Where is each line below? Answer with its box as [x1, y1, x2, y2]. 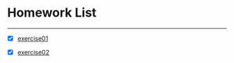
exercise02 [17, 48, 50, 56]
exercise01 [17, 34, 49, 42]
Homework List [7, 5, 97, 21]
